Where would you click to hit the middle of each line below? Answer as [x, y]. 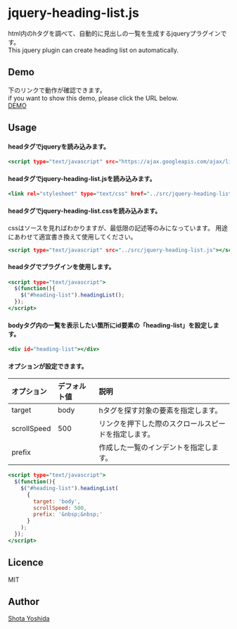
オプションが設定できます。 [48, 366]
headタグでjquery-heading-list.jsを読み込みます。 [82, 178]
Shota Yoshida [29, 618]
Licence [26, 562]
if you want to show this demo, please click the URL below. [93, 98]
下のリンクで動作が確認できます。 [57, 90]
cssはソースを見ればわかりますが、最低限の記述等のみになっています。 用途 [118, 228]
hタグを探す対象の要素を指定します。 [160, 411]
